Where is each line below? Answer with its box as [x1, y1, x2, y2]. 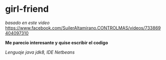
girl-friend [5, 3, 49, 15]
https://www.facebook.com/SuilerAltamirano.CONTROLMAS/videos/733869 [5, 25, 161, 30]
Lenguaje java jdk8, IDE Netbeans [5, 49, 75, 55]
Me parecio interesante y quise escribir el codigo [5, 39, 108, 45]
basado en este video [5, 20, 50, 26]
